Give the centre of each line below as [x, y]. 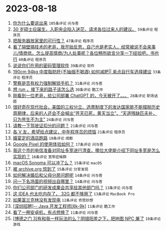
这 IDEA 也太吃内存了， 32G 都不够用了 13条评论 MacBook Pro [74, 193]
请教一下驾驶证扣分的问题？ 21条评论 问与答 [55, 125]
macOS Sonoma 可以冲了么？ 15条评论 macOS [57, 163]
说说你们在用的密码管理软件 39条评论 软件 [54, 65]
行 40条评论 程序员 [29, 59]
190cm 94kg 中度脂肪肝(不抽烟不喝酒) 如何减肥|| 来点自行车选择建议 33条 [87, 71]
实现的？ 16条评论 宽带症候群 [40, 156]
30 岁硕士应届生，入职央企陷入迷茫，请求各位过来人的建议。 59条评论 [83, 29]
